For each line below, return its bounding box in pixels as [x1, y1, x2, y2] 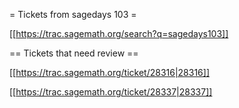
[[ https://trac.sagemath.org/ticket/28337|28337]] [9, 86, 213, 98]
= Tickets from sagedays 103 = [9, 9, 137, 20]
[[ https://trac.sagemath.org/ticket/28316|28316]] [9, 67, 211, 78]
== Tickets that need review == [9, 47, 139, 59]
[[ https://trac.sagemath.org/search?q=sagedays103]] [9, 28, 229, 39]
